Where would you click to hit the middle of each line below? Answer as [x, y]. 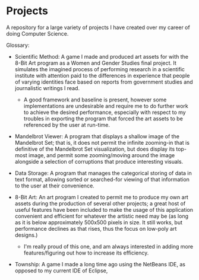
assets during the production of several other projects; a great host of [100, 203]
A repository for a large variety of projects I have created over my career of [98, 27]
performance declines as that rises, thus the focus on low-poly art [96, 228]
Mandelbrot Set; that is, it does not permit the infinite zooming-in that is [102, 142]
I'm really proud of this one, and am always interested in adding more [108, 246]
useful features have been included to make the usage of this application [104, 209]
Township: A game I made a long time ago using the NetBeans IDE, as [100, 264]
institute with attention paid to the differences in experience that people [102, 75]
